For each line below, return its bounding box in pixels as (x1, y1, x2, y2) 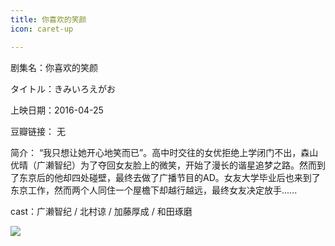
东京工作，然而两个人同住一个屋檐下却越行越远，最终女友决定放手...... (10, 184, 298, 196)
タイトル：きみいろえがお (10, 82, 116, 95)
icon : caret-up (10, 24, 74, 34)
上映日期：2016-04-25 (10, 104, 104, 116)
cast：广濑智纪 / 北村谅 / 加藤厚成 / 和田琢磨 (10, 205, 193, 217)
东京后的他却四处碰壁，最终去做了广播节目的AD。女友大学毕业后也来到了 (18, 171, 321, 183)
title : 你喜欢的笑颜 (10, 14, 87, 25)
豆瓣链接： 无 (10, 125, 66, 137)
